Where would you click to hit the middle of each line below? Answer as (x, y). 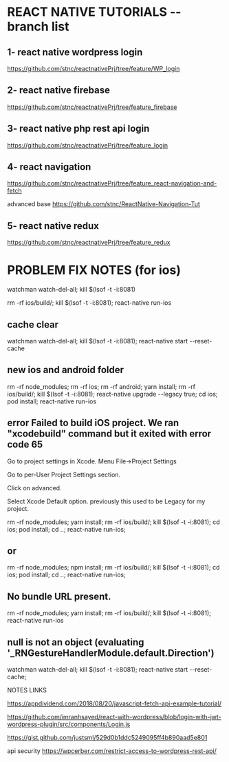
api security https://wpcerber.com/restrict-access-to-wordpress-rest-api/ (112, 751)
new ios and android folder (66, 370)
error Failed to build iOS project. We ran (93, 423)
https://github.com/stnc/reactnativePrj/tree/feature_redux (89, 243)
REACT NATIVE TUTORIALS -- (94, 12)
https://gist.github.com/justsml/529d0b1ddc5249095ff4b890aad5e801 (107, 738)
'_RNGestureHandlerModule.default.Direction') (111, 653)
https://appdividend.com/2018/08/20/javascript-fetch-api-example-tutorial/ (115, 703)
